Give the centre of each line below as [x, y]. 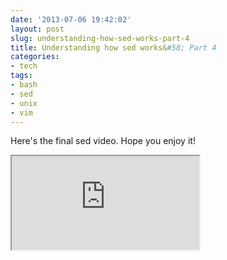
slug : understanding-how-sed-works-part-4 [100, 38]
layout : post [37, 29]
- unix [24, 103]
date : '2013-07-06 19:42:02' [71, 19]
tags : [21, 76]
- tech [24, 66]
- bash [24, 85]
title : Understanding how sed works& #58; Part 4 [113, 47]
